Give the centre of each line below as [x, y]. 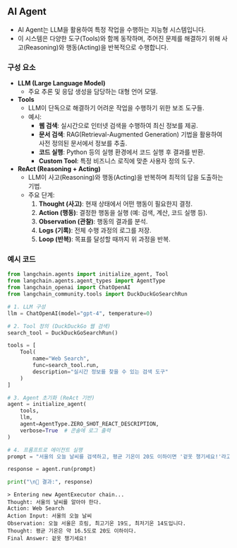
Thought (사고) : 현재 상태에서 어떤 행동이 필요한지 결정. [115, 204]
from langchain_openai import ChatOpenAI [69, 288]
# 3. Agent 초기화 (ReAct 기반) [51, 398]
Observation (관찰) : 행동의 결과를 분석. [93, 221]
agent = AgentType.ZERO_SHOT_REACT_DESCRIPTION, [90, 424]
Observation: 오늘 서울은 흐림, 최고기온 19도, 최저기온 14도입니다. [97, 524]
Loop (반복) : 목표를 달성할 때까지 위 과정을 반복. [104, 239]
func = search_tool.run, [66, 366]
